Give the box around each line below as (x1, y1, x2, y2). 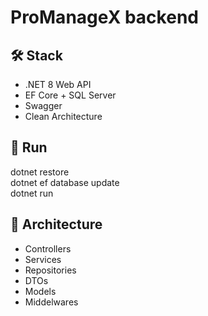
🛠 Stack (10, 47, 63, 64)
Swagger (24, 100, 63, 111)
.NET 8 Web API (24, 79, 92, 90)
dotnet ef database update (10, 176, 120, 188)
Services (24, 253, 62, 265)
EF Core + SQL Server (24, 89, 117, 101)
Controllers (24, 242, 72, 255)
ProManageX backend (10, 6, 199, 29)
